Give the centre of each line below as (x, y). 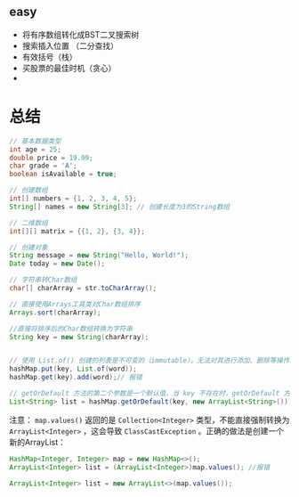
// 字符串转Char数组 (43, 280)
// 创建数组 (29, 191)
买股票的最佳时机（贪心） (69, 68)
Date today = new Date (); (57, 264)
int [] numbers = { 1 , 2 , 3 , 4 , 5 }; (73, 199)
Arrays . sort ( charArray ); (55, 313)
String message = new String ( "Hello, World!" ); (99, 256)
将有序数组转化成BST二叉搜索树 (81, 34)
